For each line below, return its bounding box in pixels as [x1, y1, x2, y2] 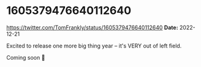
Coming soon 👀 [6, 54, 45, 61]
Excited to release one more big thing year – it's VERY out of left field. [6, 42, 182, 49]
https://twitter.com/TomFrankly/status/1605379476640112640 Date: [6, 24, 179, 31]
